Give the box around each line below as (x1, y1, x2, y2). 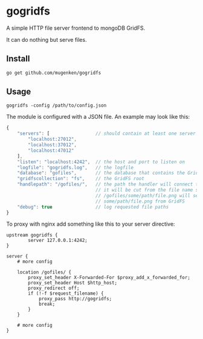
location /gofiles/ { (17, 269, 71, 275)
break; (38, 301, 56, 307)
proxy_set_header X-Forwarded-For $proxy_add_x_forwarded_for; (28, 275, 190, 281)
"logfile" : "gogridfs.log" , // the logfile (17, 164, 134, 170)
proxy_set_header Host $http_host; (28, 280, 118, 286)
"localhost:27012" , (28, 136, 77, 143)
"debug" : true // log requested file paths (17, 204, 169, 210)
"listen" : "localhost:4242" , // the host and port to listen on (17, 159, 185, 165)
